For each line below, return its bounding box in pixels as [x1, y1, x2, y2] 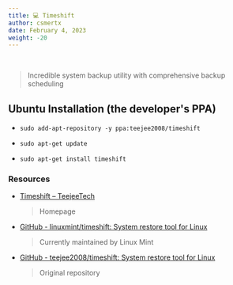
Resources [8, 173, 51, 184]
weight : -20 [8, 33, 47, 42]
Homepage [39, 207, 77, 216]
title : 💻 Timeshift [8, 11, 75, 20]
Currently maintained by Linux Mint [39, 237, 154, 247]
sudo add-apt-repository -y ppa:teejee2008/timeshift [19, 124, 201, 133]
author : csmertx [8, 19, 62, 27]
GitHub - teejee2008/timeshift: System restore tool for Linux [19, 253, 216, 262]
